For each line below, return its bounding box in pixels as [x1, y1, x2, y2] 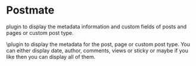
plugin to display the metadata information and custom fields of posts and [6, 23, 187, 30]
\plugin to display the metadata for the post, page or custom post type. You [6, 41, 191, 48]
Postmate [6, 4, 55, 17]
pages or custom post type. [6, 29, 74, 36]
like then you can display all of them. [6, 53, 96, 60]
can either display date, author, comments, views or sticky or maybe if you [6, 47, 188, 54]
